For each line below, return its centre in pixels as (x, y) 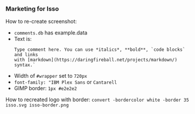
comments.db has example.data (51, 33)
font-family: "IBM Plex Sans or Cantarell (65, 82)
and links (26, 55)
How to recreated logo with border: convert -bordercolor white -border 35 (97, 100)
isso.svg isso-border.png (37, 105)
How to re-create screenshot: (41, 22)
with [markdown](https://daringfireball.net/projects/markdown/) (95, 60)
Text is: (23, 39)
